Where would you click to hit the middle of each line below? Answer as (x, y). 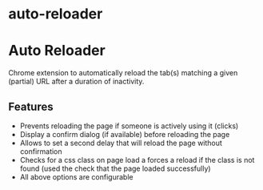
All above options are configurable (76, 176)
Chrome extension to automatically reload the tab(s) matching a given (123, 73)
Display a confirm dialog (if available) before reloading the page (125, 134)
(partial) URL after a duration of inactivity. (76, 82)
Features (31, 106)
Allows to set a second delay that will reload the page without (121, 143)
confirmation (41, 151)
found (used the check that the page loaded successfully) (115, 168)
